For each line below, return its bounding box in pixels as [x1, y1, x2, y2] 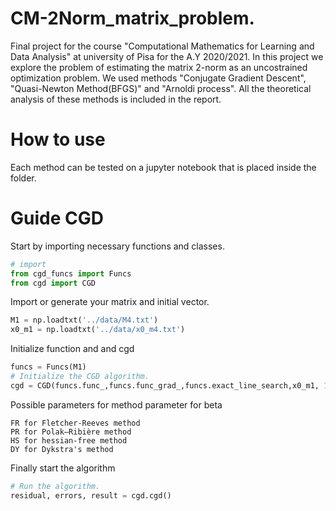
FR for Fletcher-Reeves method [10, 418, 141, 428]
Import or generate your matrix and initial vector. [10, 296, 210, 308]
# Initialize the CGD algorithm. [10, 372, 150, 382]
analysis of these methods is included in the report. [10, 93, 222, 105]
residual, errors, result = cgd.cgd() [10, 490, 172, 501]
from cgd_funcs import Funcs [10, 268, 132, 279]
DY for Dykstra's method [10, 444, 114, 454]
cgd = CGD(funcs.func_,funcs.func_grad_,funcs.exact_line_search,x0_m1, [10, 380, 320, 391]
